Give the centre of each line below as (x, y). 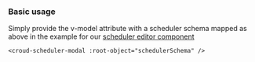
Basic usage (32, 12)
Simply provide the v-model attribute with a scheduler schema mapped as (127, 29)
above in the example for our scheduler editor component (101, 36)
